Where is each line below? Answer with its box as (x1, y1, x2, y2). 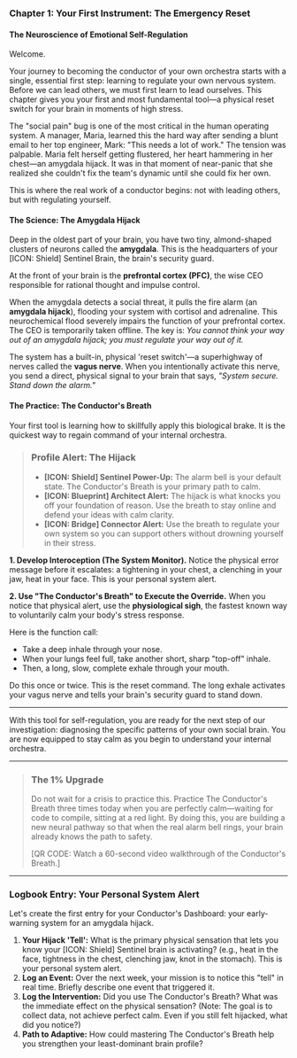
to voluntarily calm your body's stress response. (9, 610, 185, 620)
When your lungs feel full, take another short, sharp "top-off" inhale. (21, 653, 271, 664)
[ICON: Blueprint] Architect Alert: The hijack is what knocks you (43, 490, 281, 501)
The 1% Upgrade (30, 774, 104, 786)
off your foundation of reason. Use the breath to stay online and (43, 500, 277, 510)
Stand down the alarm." (9, 380, 95, 391)
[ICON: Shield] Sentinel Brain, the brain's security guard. (9, 253, 215, 264)
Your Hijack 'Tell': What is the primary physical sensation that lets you (21, 935, 278, 945)
